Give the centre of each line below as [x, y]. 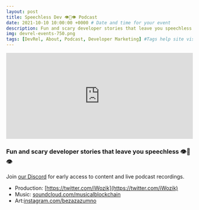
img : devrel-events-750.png [41, 34]
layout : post [22, 12]
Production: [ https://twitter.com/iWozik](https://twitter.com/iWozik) [96, 188]
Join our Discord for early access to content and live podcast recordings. [95, 177]
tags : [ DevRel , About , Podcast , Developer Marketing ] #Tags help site [95, 39]
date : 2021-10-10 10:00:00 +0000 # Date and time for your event [88, 23]
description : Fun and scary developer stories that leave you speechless [99, 28]
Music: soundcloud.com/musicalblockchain [68, 195]
